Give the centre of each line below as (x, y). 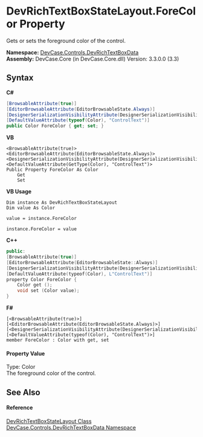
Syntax (20, 78)
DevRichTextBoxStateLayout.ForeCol (101, 11)
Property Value (26, 353)
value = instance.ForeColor (42, 219)
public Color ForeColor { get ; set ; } (55, 126)
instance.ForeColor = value (42, 229)
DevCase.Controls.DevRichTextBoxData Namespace (71, 427)
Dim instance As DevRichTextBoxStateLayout (62, 203)
